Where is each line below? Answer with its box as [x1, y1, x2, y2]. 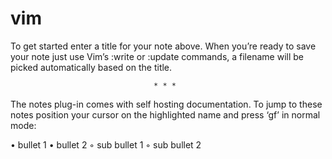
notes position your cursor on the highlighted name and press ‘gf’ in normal [10, 108, 321, 121]
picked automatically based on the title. [10, 61, 173, 73]
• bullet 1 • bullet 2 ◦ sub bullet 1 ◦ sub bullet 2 [10, 138, 202, 151]
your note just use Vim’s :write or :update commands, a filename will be [10, 50, 304, 62]
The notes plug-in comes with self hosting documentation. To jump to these [10, 98, 323, 110]
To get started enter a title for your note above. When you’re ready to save [10, 40, 317, 52]
